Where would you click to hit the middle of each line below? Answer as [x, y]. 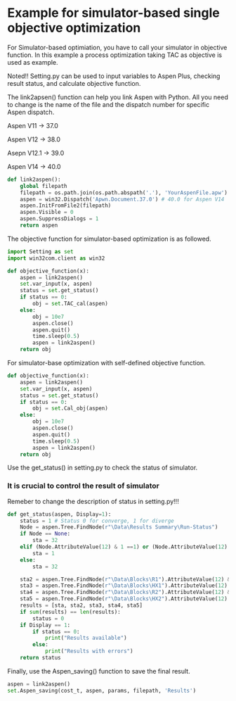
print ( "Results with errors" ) [89, 651]
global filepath [44, 186]
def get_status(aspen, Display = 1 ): [59, 514]
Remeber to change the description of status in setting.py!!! [93, 501]
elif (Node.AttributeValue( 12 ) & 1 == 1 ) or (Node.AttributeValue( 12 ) [124, 547]
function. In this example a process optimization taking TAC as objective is [115, 55]
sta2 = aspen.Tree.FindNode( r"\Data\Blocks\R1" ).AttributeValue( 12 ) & [125, 579]
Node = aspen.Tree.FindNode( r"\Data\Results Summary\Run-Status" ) [119, 527]
